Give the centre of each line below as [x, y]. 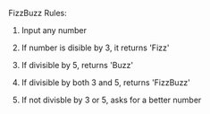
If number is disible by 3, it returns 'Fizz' [95, 48]
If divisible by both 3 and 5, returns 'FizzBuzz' [106, 83]
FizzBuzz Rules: [38, 13]
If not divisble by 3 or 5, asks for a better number [111, 100]
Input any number [54, 30]
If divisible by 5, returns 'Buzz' [77, 65]
